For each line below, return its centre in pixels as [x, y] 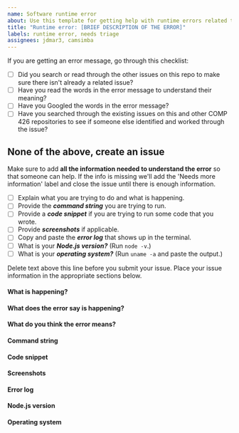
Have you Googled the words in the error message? [93, 106]
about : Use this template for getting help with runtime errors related [117, 21]
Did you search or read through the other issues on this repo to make [119, 75]
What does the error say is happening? [66, 308]
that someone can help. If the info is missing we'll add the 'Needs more [111, 177]
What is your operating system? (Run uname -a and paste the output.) [120, 254]
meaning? [32, 98]
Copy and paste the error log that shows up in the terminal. [105, 238]
